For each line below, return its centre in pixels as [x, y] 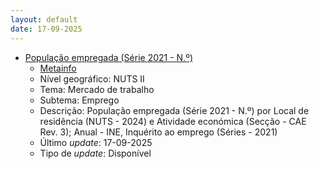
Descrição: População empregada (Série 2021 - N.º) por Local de [174, 110]
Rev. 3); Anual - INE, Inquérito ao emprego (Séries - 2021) [158, 132]
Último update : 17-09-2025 [96, 142]
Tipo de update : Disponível [95, 153]
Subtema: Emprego [79, 100]
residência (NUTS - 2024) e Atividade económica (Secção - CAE [173, 121]
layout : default [44, 19]
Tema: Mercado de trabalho [97, 89]
